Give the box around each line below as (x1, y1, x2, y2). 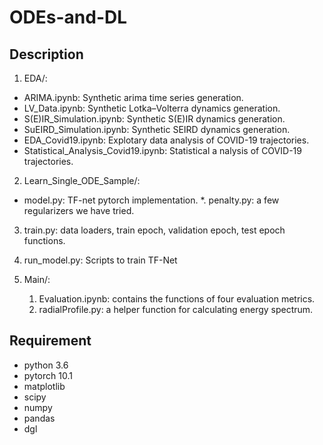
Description (9, 46, 84, 63)
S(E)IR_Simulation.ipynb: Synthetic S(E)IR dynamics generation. (23, 113, 286, 125)
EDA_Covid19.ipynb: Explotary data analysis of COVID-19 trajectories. (23, 134, 310, 146)
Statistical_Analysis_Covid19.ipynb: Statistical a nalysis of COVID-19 (23, 145, 302, 156)
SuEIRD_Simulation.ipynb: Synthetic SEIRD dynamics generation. (23, 124, 291, 135)
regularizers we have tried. (23, 205, 135, 216)
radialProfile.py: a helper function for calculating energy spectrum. (38, 304, 314, 315)
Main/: (23, 274, 51, 285)
